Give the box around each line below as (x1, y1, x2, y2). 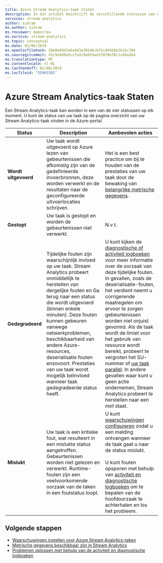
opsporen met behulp (105, 465, 154, 472)
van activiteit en (105, 471, 142, 478)
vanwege (46, 323, 68, 330)
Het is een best (105, 149, 140, 156)
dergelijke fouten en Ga (46, 287, 99, 294)
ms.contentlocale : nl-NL (5, 61, 55, 66)
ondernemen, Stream (105, 384, 154, 391)
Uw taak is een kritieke (46, 428, 98, 435)
